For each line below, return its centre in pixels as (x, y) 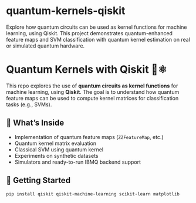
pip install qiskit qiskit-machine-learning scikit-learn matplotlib (93, 194)
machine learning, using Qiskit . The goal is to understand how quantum (93, 92)
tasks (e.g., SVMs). (29, 104)
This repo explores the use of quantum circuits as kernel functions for (92, 86)
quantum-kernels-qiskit (66, 11)
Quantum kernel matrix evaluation (55, 143)
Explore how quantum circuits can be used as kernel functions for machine (97, 27)
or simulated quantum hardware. (45, 46)
